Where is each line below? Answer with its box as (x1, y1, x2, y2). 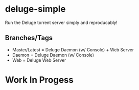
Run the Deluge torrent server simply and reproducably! (5, 20, 117, 25)
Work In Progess (5, 74, 74, 85)
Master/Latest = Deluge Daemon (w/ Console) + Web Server (12, 46, 134, 52)
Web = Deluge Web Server (12, 57, 66, 63)
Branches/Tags (5, 34, 53, 42)
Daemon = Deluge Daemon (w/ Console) (12, 52, 94, 58)
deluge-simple (5, 3, 66, 15)
